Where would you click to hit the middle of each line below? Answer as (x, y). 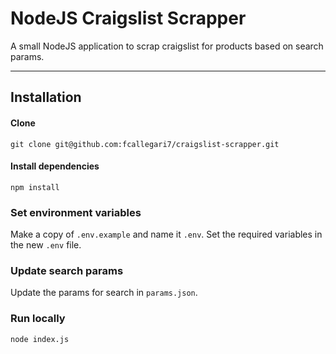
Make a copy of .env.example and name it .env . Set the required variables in (166, 234)
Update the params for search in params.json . (104, 293)
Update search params (67, 270)
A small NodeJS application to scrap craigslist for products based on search (167, 46)
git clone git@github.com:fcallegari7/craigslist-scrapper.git (145, 144)
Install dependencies (55, 166)
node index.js (40, 339)
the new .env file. (46, 245)
